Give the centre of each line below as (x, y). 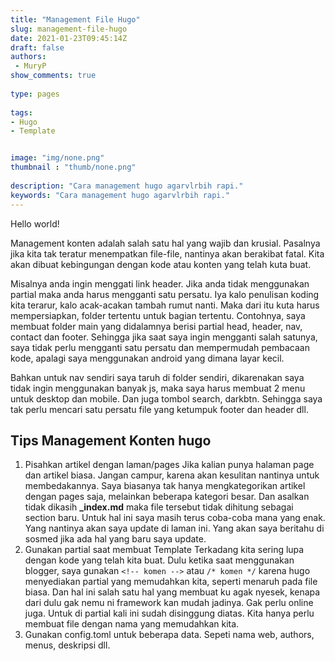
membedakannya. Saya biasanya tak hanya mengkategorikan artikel (165, 486)
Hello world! (35, 223)
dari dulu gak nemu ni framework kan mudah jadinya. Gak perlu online (169, 603)
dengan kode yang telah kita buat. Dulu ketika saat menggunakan (159, 560)
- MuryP (30, 66)
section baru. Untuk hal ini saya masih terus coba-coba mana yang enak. (175, 518)
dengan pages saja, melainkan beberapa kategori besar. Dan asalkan (167, 497)
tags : (21, 112)
